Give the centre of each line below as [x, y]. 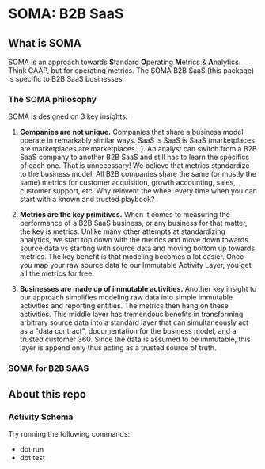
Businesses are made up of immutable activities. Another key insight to [138, 289]
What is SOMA [45, 43]
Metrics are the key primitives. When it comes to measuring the [125, 215]
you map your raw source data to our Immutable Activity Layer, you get [135, 265]
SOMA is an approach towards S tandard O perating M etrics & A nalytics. [125, 62]
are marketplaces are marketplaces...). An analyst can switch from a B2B [138, 149]
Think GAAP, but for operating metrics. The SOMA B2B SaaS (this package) [131, 71]
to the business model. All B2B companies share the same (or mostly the [138, 174]
